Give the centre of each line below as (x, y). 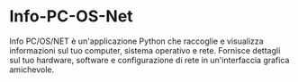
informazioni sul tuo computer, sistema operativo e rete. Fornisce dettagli (145, 50)
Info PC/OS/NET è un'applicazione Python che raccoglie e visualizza (136, 41)
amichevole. (32, 70)
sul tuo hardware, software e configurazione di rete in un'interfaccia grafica (149, 60)
